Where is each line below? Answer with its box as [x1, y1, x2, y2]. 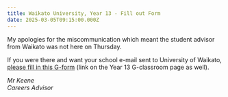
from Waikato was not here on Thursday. [7, 42, 122, 51]
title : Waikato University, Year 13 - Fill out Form [7, 10, 161, 17]
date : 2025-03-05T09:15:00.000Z [7, 16, 99, 23]
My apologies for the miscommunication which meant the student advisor [7, 35, 215, 43]
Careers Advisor [7, 83, 53, 92]
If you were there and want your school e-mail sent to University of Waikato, [7, 55, 223, 64]
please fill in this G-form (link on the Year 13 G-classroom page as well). [7, 63, 210, 71]
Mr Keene [7, 76, 35, 84]
